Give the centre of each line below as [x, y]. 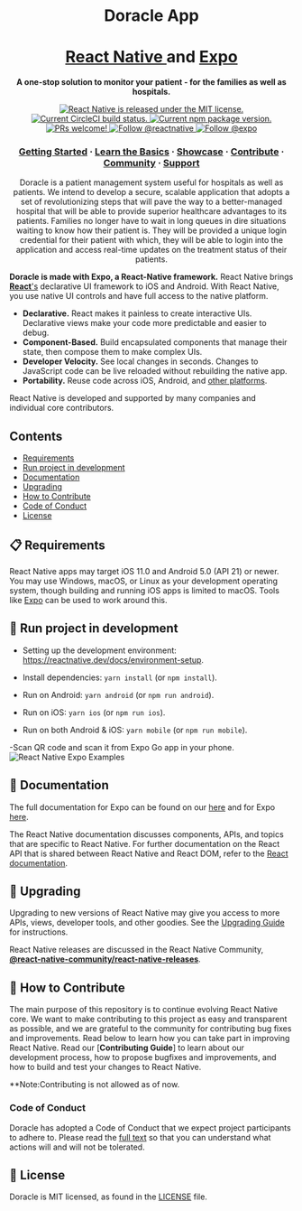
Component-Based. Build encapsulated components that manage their [155, 342]
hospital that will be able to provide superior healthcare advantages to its [151, 211]
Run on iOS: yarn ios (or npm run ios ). [94, 712]
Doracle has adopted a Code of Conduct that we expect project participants [150, 1127]
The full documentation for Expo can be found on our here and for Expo [142, 807]
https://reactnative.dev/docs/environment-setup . [113, 659]
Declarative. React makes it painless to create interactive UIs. [137, 313]
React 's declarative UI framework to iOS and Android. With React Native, [144, 286]
